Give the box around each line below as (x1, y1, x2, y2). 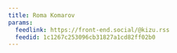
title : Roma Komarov (8, 11, 76, 19)
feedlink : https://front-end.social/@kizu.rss (15, 26, 170, 34)
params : (8, 19, 34, 26)
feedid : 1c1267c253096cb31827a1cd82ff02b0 (15, 33, 156, 41)
